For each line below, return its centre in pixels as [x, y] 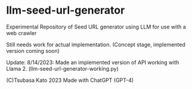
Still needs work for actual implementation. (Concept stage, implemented [96, 44]
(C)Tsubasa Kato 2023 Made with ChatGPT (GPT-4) [70, 80]
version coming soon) [33, 50]
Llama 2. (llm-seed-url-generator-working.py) [63, 68]
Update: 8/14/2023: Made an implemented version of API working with [93, 62]
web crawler [21, 33]
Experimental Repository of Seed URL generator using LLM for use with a [96, 27]
